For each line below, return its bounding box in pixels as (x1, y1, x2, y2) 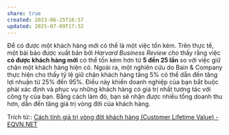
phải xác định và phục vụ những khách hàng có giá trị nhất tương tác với (7, 85, 211, 93)
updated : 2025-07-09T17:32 (7, 23, 84, 29)
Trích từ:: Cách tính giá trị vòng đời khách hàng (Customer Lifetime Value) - (7, 113, 219, 121)
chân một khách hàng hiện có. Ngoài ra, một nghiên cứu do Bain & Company (7, 63, 223, 72)
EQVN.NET (7, 121, 38, 129)
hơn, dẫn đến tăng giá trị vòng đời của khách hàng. (7, 100, 151, 108)
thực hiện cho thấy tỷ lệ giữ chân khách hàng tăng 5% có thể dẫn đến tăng (7, 71, 218, 79)
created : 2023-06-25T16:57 (7, 16, 84, 23)
